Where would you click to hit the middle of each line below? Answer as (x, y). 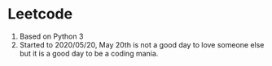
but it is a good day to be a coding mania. (89, 53)
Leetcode (40, 14)
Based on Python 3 (51, 36)
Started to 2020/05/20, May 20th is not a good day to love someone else (142, 44)
